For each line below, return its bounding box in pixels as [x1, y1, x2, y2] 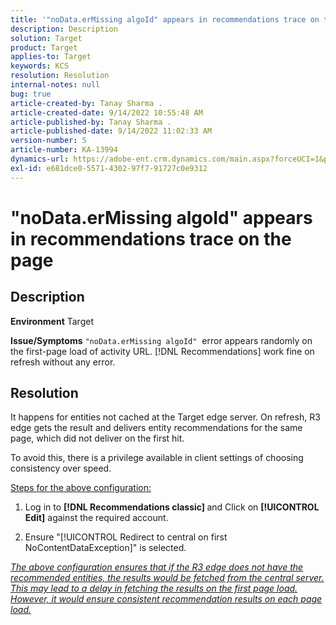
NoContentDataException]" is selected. [24, 542, 187, 554]
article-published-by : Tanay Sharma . [10, 117, 172, 127]
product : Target [10, 42, 78, 53]
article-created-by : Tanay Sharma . [10, 98, 163, 108]
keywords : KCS [10, 61, 70, 71]
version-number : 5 [10, 136, 87, 146]
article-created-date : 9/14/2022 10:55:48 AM [10, 107, 203, 118]
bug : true [10, 89, 52, 99]
